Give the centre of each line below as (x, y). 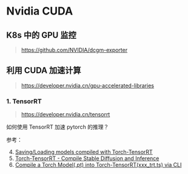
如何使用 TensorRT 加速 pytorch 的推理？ (58, 127)
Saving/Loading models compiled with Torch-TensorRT (84, 152)
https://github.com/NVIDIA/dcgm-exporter (74, 50)
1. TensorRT (24, 101)
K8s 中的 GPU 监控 (42, 35)
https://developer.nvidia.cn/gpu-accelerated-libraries (88, 85)
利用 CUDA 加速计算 (44, 71)
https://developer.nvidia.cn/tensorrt (65, 115)
